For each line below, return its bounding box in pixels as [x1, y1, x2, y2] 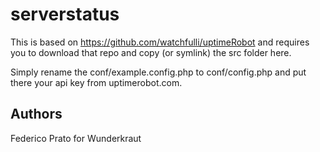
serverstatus [10, 3, 120, 26]
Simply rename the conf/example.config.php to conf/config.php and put [10, 66, 307, 78]
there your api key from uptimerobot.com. [10, 76, 183, 88]
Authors [10, 106, 63, 123]
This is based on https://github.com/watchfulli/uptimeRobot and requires [10, 36, 310, 48]
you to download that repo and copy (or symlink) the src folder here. [10, 46, 292, 58]
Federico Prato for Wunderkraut [10, 132, 142, 144]
